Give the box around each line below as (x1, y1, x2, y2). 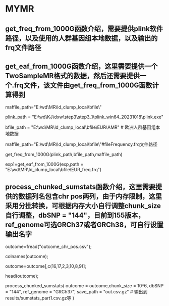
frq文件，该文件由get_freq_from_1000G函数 (14, 81, 152, 89)
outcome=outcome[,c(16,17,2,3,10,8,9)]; (5, 263, 87, 269)
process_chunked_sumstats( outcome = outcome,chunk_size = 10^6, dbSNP (5, 283, 164, 289)
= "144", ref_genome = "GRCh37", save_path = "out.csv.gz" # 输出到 (5, 289, 148, 295)
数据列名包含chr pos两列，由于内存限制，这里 (18, 192, 162, 200)
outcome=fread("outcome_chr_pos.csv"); (5, 243, 92, 250)
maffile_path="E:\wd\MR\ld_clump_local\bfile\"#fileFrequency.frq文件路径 (5, 141, 158, 147)
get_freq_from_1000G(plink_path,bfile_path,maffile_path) (5, 151, 123, 158)
